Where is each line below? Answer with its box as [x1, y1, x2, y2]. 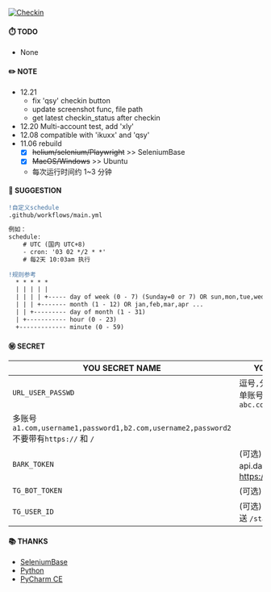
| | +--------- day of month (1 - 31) [15, 308, 147, 316]
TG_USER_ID [12, 507, 54, 516]
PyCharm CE [19, 574, 63, 584]
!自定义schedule [8, 203, 60, 211]
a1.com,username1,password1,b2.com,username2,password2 [12, 423, 231, 432]
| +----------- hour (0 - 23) [15, 315, 117, 323]
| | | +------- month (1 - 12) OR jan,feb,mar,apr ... [15, 301, 204, 309]
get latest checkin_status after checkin [31, 113, 161, 123]
